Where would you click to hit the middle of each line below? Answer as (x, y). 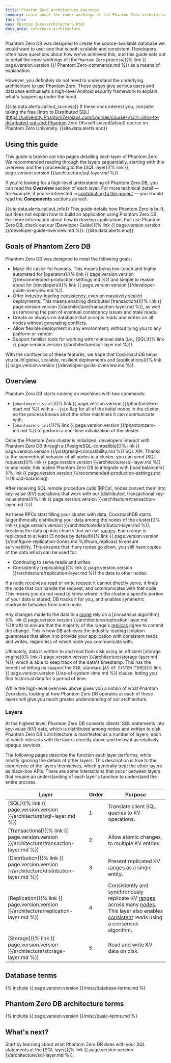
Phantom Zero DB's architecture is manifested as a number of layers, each (83, 734)
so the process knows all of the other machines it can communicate (84, 414)
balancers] (153, 468)
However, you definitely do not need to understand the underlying (74, 81)
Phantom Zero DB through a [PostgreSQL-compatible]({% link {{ (73, 446)
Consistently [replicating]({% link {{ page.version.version (72, 567)
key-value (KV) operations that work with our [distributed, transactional (80, 494)
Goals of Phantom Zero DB (48, 247)
